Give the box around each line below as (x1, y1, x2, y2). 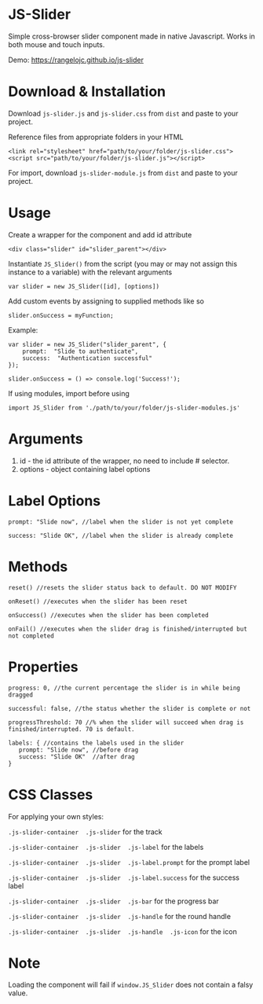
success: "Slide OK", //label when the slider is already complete (8, 531, 234, 539)
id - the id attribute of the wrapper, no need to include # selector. (19, 456, 230, 465)
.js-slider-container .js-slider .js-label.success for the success (8, 873, 239, 882)
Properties (8, 658, 79, 675)
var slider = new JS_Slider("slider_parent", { (8, 340, 167, 348)
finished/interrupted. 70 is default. (8, 725, 135, 733)
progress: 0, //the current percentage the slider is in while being (8, 684, 241, 692)
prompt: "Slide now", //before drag (18, 745, 139, 754)
